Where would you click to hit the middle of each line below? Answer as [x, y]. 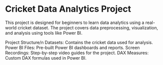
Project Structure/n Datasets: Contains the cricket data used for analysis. [79, 42]
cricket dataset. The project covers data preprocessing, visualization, [88, 27]
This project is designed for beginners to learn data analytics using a [75, 22]
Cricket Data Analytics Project [68, 9]
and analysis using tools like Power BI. [44, 33]
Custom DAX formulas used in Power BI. [46, 58]
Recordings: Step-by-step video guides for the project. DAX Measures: [77, 53]
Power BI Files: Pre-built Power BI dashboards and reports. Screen [73, 47]
